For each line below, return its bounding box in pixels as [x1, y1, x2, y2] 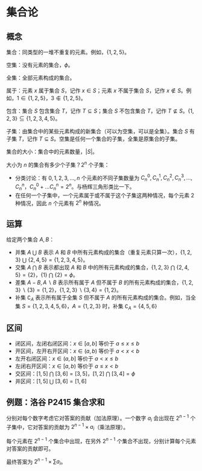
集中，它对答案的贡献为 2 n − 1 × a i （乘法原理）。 [11, 422, 129, 432]
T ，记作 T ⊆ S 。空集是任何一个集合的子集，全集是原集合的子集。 [17, 135, 181, 142]
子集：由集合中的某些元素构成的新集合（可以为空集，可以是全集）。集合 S [6, 128, 188, 134]
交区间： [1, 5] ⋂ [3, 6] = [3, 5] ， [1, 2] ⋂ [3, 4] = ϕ [14, 370, 136, 378]
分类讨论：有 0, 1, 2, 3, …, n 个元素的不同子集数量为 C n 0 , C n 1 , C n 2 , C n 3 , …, [14, 173, 193, 183]
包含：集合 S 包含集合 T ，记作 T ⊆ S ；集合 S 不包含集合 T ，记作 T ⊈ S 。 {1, [6, 107, 194, 115]
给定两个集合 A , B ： [6, 236, 55, 243]
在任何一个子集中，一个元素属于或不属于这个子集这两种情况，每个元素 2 [14, 191, 195, 199]
